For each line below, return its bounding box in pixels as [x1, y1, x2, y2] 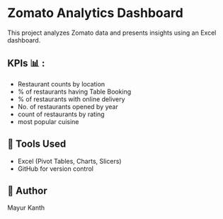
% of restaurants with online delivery [17, 94, 125, 103]
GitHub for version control [17, 164, 94, 173]
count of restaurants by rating [17, 110, 105, 118]
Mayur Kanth [7, 203, 45, 212]
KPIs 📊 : [7, 57, 45, 69]
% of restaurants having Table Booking [17, 87, 132, 96]
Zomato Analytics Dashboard [7, 5, 184, 21]
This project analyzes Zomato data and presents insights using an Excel [7, 28, 217, 37]
